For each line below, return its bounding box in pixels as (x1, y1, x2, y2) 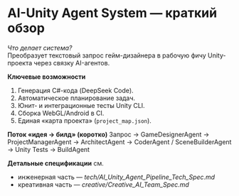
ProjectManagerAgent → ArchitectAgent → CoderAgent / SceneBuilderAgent (7, 137, 232, 146)
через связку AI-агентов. (33, 58, 110, 67)
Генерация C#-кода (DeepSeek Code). (17, 86, 134, 94)
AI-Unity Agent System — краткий (7, 5, 218, 21)
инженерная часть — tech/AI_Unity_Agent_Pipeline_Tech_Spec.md (17, 173, 216, 181)
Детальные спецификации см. (7, 158, 105, 168)
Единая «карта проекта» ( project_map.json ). (17, 116, 152, 125)
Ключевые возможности (7, 72, 86, 81)
